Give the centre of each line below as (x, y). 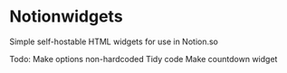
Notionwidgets (67, 17)
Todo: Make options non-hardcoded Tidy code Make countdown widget (143, 59)
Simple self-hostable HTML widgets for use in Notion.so (114, 41)
